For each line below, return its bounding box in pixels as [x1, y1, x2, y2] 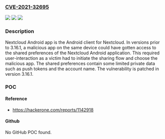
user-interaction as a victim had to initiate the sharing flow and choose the [5, 55, 158, 61]
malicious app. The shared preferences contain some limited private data [5, 60, 156, 66]
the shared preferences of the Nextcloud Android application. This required [5, 50, 160, 56]
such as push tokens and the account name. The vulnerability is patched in [5, 66, 160, 72]
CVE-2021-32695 [5, 3, 49, 10]
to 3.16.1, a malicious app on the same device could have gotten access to [5, 44, 157, 50]
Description [5, 28, 34, 35]
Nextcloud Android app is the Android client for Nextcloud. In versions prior [5, 39, 160, 45]
